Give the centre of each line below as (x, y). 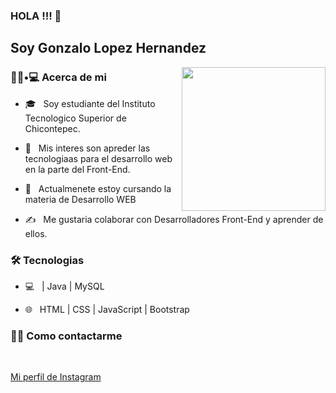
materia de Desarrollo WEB (80, 199)
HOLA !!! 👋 (36, 16)
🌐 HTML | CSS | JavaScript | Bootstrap (107, 309)
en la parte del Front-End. (77, 169)
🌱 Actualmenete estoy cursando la (98, 188)
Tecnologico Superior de (75, 118)
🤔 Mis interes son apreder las (87, 148)
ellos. (36, 233)
